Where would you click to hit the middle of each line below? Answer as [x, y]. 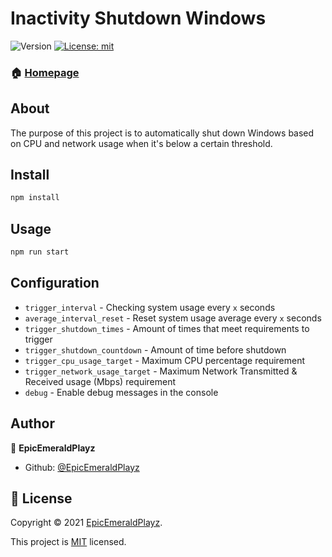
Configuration [55, 283]
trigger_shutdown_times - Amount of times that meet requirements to [167, 328]
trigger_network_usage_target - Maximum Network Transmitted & [161, 371]
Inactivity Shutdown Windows [138, 18]
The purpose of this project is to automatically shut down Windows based [162, 133]
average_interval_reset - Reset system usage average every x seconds [173, 318]
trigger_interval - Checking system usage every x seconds [150, 307]
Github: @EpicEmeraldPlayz [82, 467]
